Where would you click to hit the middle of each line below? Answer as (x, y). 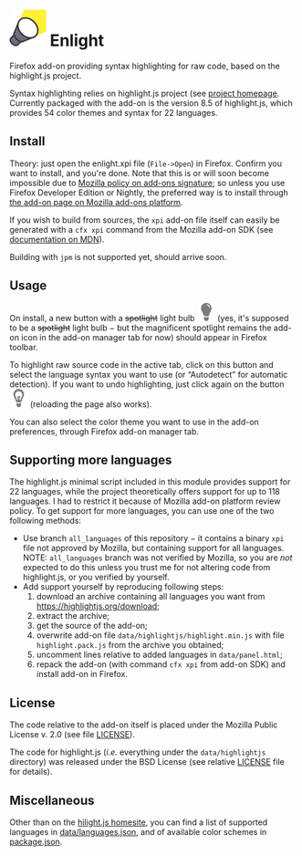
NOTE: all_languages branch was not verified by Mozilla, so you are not (157, 558)
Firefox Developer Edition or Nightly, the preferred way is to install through (149, 193)
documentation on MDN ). (57, 239)
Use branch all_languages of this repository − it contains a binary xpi (153, 538)
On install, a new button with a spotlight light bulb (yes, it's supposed (149, 318)
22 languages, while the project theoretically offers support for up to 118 (145, 492)
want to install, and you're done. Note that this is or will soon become (139, 172)
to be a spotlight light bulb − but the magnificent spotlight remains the (141, 328)
